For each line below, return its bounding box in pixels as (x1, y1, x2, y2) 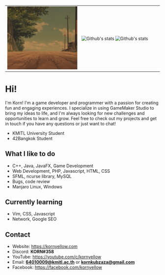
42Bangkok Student (12, 135, 53, 141)
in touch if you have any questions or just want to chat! (5, 121, 116, 126)
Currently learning (5, 198, 63, 207)
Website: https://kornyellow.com (12, 244, 78, 249)
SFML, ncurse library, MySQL (12, 173, 72, 179)
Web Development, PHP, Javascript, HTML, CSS (12, 168, 110, 174)
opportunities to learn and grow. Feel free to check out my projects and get (5, 115, 157, 121)
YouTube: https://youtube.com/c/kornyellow (12, 254, 102, 260)
